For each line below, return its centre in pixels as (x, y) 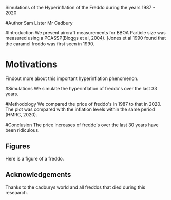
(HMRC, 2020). (21, 114)
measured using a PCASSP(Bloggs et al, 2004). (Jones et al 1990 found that (86, 38)
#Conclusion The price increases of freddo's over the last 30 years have (82, 125)
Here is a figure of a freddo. (35, 158)
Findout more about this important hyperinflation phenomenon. (72, 78)
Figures (18, 146)
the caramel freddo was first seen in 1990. (50, 44)
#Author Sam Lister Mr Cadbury (39, 23)
